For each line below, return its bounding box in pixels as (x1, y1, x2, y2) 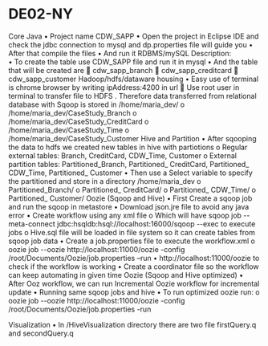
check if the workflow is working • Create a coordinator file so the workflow (8, 262, 259, 271)
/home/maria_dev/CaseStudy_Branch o (8, 108, 137, 117)
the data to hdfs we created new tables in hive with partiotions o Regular (8, 142, 248, 152)
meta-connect (8, 218, 56, 229)
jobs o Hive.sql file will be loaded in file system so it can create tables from (8, 227, 255, 237)
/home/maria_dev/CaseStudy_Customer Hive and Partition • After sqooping (8, 133, 257, 143)
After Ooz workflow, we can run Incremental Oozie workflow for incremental (8, 279, 260, 288)
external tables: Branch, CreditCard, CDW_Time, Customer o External (8, 150, 237, 161)
